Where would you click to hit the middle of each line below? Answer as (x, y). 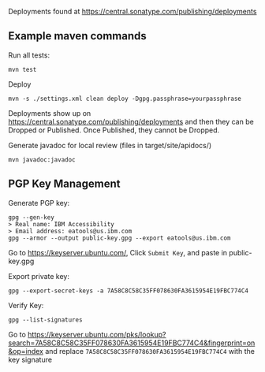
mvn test (22, 69)
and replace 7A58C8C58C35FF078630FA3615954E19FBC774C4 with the (149, 351)
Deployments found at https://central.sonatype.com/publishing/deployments (132, 11)
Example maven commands (78, 36)
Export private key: (39, 276)
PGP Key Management (64, 184)
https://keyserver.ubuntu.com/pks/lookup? (97, 334)
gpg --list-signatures (45, 320)
